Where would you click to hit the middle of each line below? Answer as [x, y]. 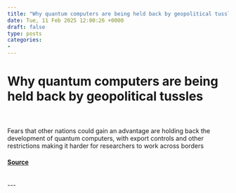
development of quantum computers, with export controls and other [105, 138]
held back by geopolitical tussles [105, 96]
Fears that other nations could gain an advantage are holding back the [109, 130]
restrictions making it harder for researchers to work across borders [106, 146]
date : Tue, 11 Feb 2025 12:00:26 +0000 [66, 20]
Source [18, 162]
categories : [25, 40]
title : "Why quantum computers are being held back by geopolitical [110, 14]
